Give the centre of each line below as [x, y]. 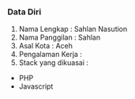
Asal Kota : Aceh [45, 46]
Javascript [36, 86]
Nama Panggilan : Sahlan [59, 37]
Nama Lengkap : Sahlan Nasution [73, 29]
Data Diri [24, 12]
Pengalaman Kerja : [50, 55]
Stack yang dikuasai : [53, 63]
